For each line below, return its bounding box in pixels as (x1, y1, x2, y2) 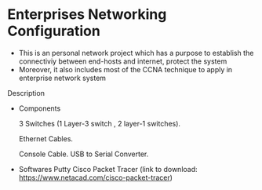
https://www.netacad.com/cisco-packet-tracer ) (18, 173, 173, 182)
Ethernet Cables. (18, 133, 74, 143)
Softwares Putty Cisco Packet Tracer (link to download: (18, 164, 198, 174)
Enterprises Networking (7, 5, 167, 24)
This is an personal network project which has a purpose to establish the (18, 48, 254, 57)
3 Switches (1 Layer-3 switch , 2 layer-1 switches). (18, 119, 181, 128)
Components (18, 104, 61, 113)
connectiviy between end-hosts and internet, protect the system (18, 57, 227, 66)
